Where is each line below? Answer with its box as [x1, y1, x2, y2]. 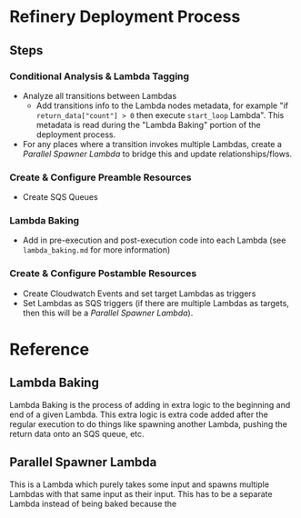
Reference [9, 339, 89, 360]
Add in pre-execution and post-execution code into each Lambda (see [22, 234, 286, 246]
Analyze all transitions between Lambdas [22, 90, 177, 101]
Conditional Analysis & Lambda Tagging [9, 70, 189, 83]
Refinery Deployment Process [9, 6, 241, 27]
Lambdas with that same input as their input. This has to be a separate [9, 488, 273, 499]
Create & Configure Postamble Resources [9, 267, 197, 280]
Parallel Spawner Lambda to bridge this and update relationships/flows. [22, 148, 293, 159]
